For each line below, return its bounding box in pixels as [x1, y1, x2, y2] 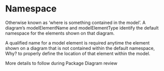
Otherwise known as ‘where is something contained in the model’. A [5, 19, 146, 25]
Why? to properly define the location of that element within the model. [5, 50, 150, 56]
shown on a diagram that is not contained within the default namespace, [5, 45, 155, 51]
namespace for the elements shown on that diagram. [5, 30, 115, 36]
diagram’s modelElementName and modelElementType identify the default [5, 24, 159, 30]
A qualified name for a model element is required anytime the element [5, 39, 150, 45]
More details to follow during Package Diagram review [5, 60, 118, 66]
